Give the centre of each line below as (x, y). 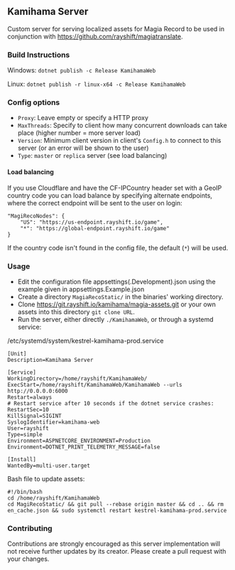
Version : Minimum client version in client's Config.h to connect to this (119, 141)
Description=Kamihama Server (50, 360)
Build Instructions (39, 55)
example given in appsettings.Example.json (81, 289)
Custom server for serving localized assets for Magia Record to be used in (116, 28)
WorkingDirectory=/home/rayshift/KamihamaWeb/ (77, 378)
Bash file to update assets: (46, 478)
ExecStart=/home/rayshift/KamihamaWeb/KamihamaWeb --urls (95, 385)
